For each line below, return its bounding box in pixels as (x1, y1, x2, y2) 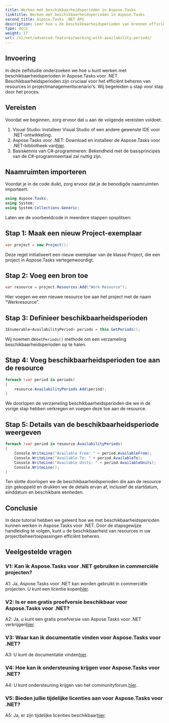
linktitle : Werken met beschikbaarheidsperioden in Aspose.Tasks (5, 12, 145, 17)
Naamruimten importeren (5, 167, 87, 176)
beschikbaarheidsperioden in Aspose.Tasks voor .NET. (5, 72, 119, 78)
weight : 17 (5, 31, 28, 36)
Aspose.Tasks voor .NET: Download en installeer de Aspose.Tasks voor (12, 137, 160, 143)
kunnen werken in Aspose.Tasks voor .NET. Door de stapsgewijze (5, 522, 142, 528)
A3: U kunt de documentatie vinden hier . (5, 652, 88, 658)
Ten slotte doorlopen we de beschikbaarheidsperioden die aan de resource (5, 479, 161, 485)
